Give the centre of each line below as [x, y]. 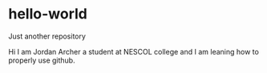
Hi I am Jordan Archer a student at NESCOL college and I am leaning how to [133, 51]
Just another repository [47, 36]
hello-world [48, 14]
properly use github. [42, 60]
